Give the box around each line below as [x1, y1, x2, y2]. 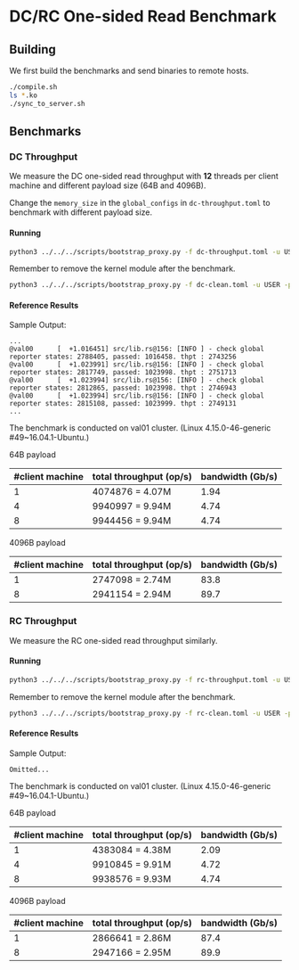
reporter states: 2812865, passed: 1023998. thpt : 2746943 [9, 383, 238, 393]
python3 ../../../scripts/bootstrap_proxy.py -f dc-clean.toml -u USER [9, 281, 280, 290]
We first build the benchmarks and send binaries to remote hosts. [9, 65, 249, 76]
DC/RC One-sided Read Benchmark [9, 6, 278, 27]
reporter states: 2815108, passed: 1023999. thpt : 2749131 [9, 399, 238, 408]
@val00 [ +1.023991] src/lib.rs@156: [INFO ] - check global [9, 360, 265, 369]
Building [9, 42, 56, 57]
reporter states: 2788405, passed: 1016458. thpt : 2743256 [9, 352, 238, 362]
